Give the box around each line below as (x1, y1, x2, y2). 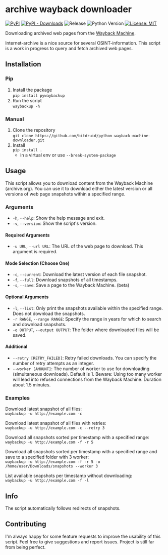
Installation (5, 60, 41, 69)
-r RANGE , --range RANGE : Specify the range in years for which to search (12, 315, 161, 322)
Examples (5, 394, 30, 401)
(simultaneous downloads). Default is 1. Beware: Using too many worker (12, 371, 162, 377)
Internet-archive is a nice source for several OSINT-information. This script (5, 39, 160, 46)
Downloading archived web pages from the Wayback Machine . (5, 30, 136, 36)
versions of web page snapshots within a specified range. (5, 191, 126, 197)
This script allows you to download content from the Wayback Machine (5, 180, 153, 186)
